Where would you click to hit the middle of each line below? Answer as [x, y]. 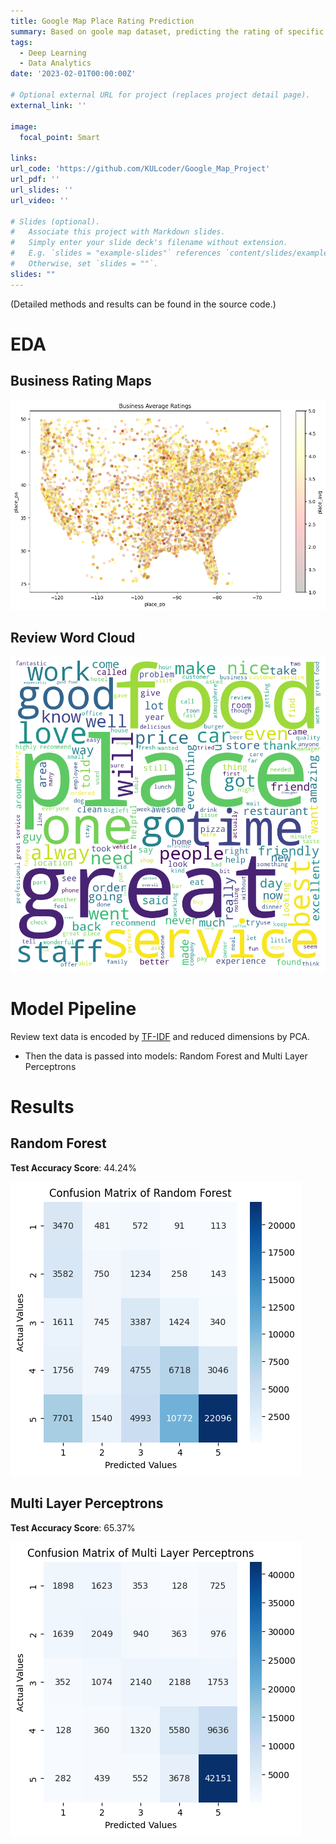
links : [24, 158]
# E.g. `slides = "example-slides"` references [116, 253]
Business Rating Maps [81, 381]
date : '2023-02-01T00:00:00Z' [73, 74]
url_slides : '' [42, 190]
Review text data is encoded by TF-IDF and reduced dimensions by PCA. [160, 1036]
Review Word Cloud [73, 638]
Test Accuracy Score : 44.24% [73, 1167]
